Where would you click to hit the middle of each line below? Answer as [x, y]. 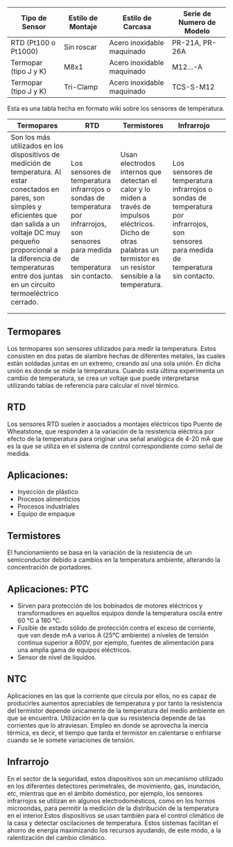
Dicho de [135, 233]
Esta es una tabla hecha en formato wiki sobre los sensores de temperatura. [116, 108]
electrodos [138, 163]
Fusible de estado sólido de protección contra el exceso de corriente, [116, 628]
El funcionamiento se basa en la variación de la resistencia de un [100, 553]
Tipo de [34, 18]
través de [136, 206]
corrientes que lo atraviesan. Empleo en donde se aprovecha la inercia [108, 725]
